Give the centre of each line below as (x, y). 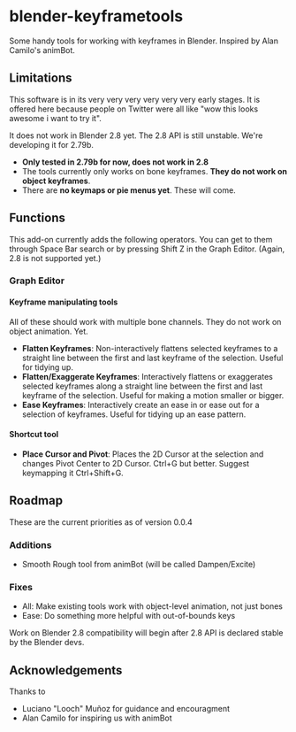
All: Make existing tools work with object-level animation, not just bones (152, 606)
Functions (38, 218)
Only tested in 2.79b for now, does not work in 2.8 (115, 162)
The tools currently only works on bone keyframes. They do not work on (154, 171)
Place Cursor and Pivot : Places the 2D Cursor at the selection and (143, 454)
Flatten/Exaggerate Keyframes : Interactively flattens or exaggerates (148, 376)
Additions (30, 544)
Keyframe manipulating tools (64, 302)
